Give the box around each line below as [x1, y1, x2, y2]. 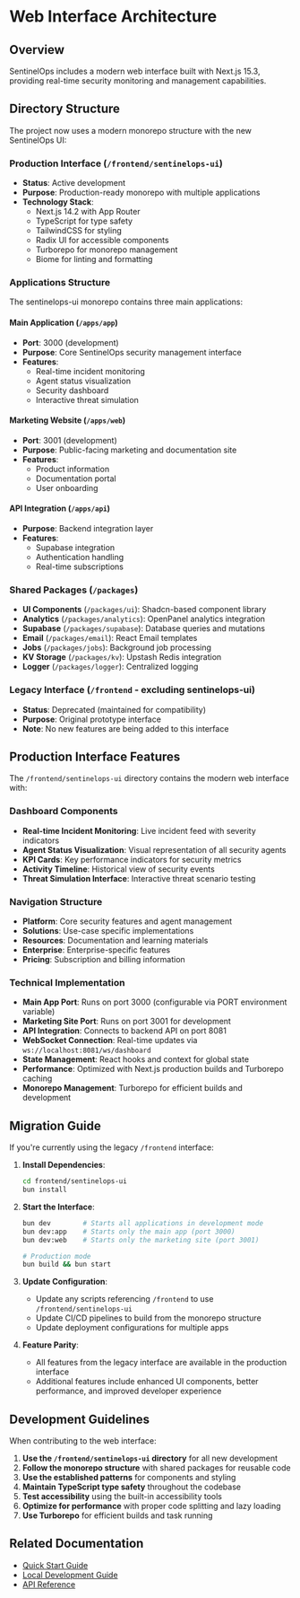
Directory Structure [9, 101, 121, 117]
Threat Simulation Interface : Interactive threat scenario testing [21, 873, 256, 883]
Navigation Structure [9, 895, 103, 908]
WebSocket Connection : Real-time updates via [21, 1035, 198, 1046]
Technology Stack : [21, 197, 94, 207]
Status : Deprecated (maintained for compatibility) [21, 704, 206, 715]
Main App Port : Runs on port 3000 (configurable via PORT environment [21, 997, 287, 1007]
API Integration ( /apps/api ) [9, 503, 110, 514]
